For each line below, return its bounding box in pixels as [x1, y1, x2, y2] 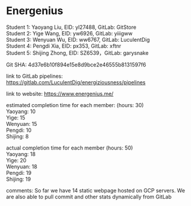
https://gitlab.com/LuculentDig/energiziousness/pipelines [6, 78, 146, 86]
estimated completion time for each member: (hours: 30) [6, 101, 144, 108]
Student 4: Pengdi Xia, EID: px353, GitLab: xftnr [6, 42, 121, 49]
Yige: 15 [6, 114, 25, 121]
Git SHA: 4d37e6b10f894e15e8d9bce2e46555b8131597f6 [6, 61, 146, 68]
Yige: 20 [6, 157, 27, 164]
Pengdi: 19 [6, 169, 32, 176]
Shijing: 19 [6, 175, 31, 182]
